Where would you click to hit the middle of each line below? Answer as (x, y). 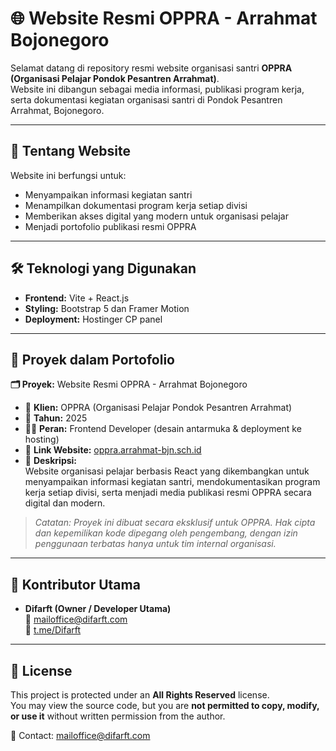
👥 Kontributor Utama (75, 584)
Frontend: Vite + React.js (77, 298)
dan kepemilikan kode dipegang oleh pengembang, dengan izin (166, 533)
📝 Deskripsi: (51, 461)
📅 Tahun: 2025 (56, 418)
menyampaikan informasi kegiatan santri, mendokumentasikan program (172, 482)
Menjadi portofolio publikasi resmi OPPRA (110, 226)
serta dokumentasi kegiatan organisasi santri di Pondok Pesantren (146, 99)
